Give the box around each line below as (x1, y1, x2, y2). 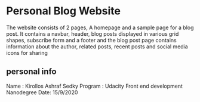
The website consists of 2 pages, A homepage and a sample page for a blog (6, 24, 194, 31)
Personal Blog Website (6, 4, 121, 18)
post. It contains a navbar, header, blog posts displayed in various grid (6, 30, 179, 37)
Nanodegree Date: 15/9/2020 (6, 88, 78, 96)
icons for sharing (6, 49, 48, 56)
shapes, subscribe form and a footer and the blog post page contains (6, 36, 177, 44)
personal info (6, 67, 57, 77)
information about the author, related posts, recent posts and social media (6, 43, 188, 50)
